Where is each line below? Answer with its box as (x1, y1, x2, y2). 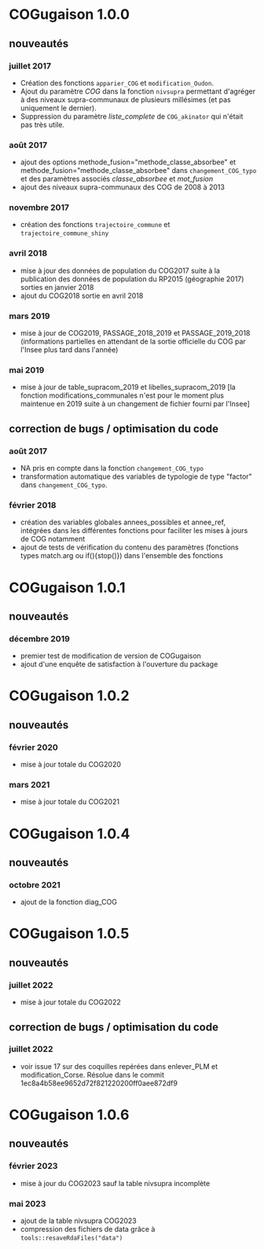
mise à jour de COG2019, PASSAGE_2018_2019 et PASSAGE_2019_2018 (20, 329, 251, 338)
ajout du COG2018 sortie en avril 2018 (20, 291, 144, 300)
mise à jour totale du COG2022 (20, 997, 121, 1007)
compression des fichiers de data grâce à (20, 1225, 156, 1233)
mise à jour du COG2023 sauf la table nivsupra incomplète (20, 1178, 211, 1188)
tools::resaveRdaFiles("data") (20, 1234, 123, 1242)
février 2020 (9, 741, 58, 752)
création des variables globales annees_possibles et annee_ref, (20, 517, 226, 527)
